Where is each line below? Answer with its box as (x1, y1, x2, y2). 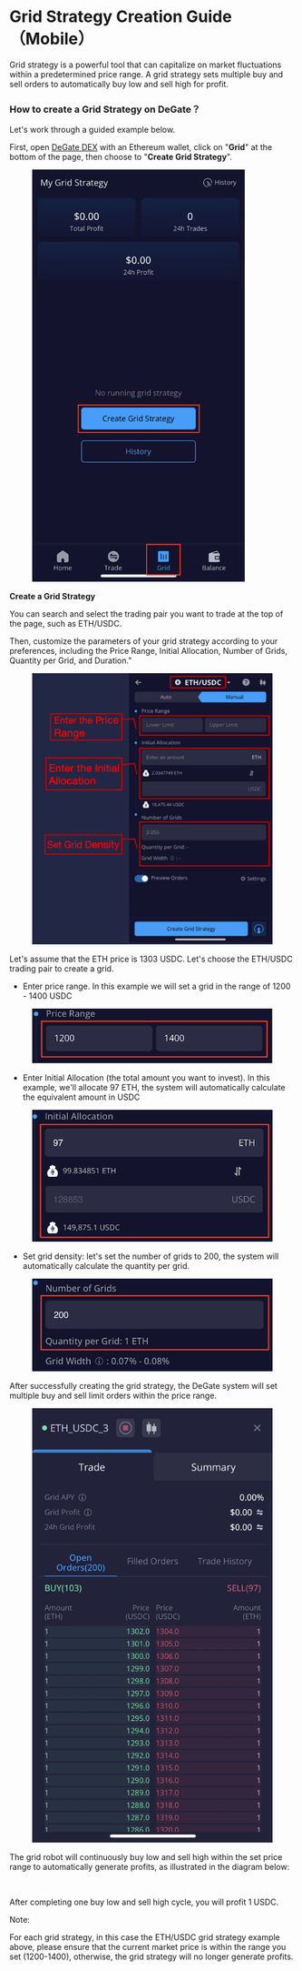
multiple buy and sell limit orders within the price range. (9, 1390, 218, 1401)
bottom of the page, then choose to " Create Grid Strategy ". (9, 152, 233, 163)
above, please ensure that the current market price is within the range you (9, 1942, 287, 1953)
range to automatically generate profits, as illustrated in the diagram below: (9, 1862, 290, 1873)
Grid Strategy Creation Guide (9, 6, 233, 27)
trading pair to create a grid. (9, 963, 114, 974)
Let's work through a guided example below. (9, 125, 175, 136)
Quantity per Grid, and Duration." (9, 655, 132, 666)
